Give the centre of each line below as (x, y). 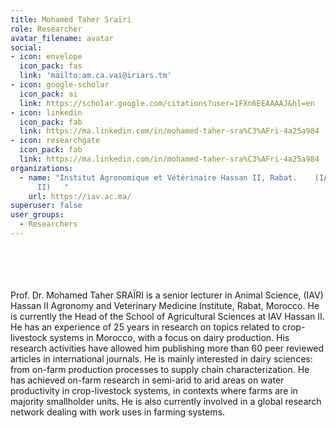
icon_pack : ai (48, 94)
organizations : (42, 168)
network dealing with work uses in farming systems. (118, 412)
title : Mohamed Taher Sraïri (71, 19)
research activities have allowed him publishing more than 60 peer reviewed (167, 348)
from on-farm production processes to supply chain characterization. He (160, 369)
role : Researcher (46, 29)
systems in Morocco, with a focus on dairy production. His (169, 337)
